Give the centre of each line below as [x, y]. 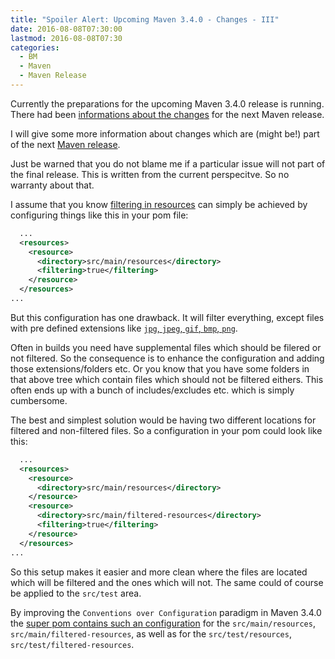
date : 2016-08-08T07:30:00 [66, 29]
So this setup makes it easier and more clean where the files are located [159, 572]
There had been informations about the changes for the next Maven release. [167, 114]
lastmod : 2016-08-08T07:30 [66, 38]
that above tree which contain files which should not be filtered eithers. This [167, 379]
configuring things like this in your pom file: [99, 215]
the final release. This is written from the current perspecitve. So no [150, 174]
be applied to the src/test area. [76, 593]
